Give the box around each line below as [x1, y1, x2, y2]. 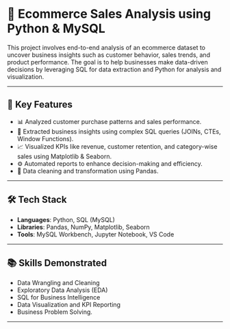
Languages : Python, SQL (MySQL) [16, 215, 115, 223]
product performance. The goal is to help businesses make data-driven [7, 58, 209, 66]
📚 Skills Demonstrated [7, 257, 107, 269]
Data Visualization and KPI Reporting [16, 301, 121, 309]
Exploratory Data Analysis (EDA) [16, 286, 108, 294]
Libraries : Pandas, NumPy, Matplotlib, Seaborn [16, 223, 151, 231]
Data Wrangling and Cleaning [16, 279, 101, 287]
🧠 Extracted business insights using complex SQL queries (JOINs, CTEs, [16, 127, 221, 136]
